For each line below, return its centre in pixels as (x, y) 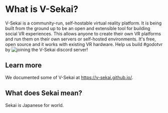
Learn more (24, 65)
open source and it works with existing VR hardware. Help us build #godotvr (84, 44)
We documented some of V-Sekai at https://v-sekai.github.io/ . (69, 77)
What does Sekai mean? (44, 93)
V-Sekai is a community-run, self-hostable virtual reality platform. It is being (83, 23)
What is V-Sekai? (42, 9)
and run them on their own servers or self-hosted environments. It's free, (81, 39)
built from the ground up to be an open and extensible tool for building (78, 28)
